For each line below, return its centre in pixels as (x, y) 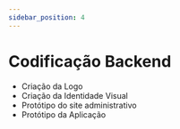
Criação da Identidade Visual (75, 95)
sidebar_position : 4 (47, 17)
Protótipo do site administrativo (79, 105)
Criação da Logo (52, 86)
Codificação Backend (90, 61)
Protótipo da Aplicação (64, 114)
